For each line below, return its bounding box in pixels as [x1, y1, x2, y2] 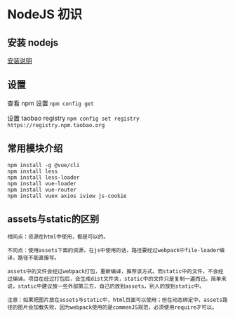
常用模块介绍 [7, 143, 63, 154]
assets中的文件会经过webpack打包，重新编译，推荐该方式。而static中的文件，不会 [7, 268, 219, 275]
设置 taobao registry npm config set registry [7, 114, 140, 122]
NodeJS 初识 [7, 6, 83, 22]
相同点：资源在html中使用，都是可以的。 [7, 233, 109, 241]
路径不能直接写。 [17, 254, 60, 262]
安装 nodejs [7, 37, 59, 48]
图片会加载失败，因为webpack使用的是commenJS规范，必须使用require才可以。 [17, 304, 217, 311]
